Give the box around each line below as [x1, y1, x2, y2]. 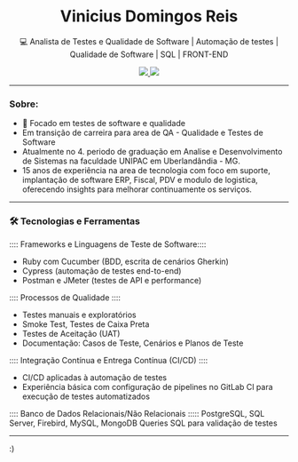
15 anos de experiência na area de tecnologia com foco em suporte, [21, 165, 271, 176]
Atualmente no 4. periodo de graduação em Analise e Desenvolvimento [21, 147, 283, 157]
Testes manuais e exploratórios [21, 309, 137, 320]
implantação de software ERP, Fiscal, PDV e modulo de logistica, [21, 175, 259, 186]
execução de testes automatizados [21, 391, 151, 402]
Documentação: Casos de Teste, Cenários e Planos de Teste [21, 338, 244, 348]
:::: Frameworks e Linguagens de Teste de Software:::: [9, 238, 207, 250]
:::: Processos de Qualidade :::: [9, 291, 122, 303]
